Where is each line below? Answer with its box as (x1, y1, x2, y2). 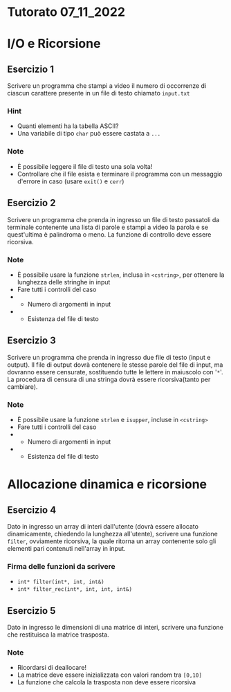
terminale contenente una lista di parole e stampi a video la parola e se (7, 223, 209, 231)
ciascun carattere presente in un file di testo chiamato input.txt (7, 89, 190, 98)
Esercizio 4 (7, 504, 57, 516)
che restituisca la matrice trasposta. (7, 630, 109, 639)
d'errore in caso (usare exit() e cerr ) (17, 177, 124, 185)
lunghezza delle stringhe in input (17, 277, 111, 286)
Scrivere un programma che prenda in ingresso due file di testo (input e (7, 353, 211, 361)
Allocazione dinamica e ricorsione (7, 477, 207, 492)
